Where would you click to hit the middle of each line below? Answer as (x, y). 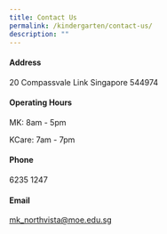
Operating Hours (41, 102)
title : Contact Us (43, 17)
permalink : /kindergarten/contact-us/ (81, 26)
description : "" (39, 34)
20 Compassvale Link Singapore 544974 (84, 82)
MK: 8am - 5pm (38, 122)
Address (25, 62)
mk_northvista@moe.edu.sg (61, 220)
